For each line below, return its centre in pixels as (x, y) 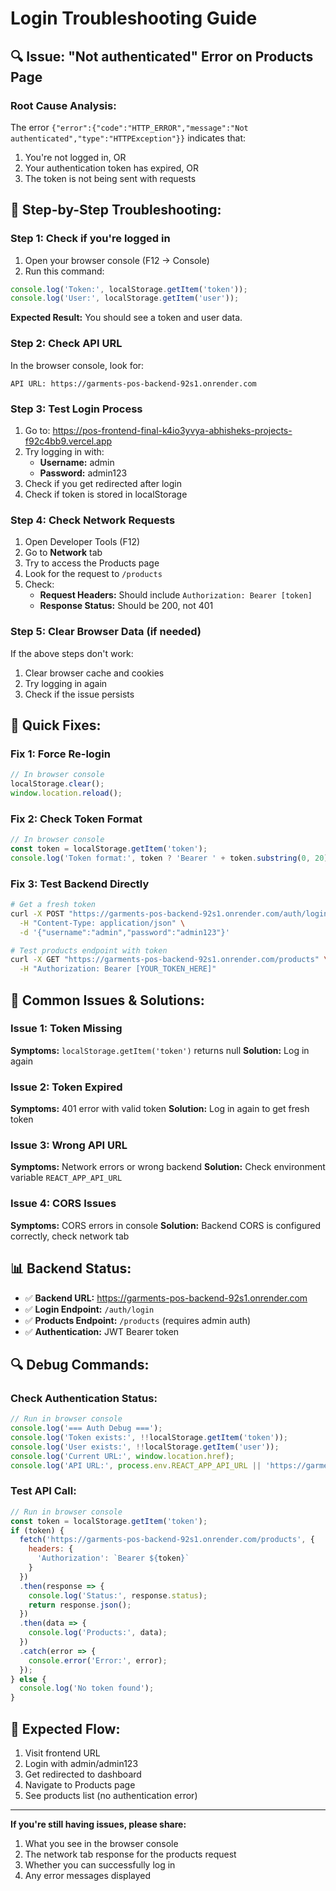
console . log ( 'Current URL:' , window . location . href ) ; (122, 1456)
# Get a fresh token (53, 905)
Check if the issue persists (79, 694)
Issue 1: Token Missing (66, 1029)
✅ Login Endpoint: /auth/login (89, 1309)
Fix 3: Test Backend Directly (80, 884)
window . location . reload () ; (66, 793)
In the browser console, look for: (77, 365)
